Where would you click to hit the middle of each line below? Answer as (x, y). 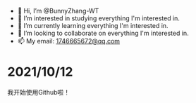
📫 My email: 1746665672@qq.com (69, 41)
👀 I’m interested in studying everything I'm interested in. (98, 18)
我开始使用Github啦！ (39, 92)
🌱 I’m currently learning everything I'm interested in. (93, 26)
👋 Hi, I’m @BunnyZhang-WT (58, 11)
